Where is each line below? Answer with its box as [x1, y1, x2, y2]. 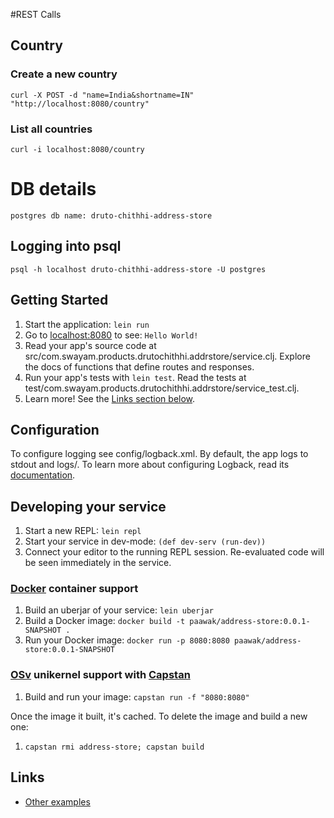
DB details [10, 178, 97, 201]
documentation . [10, 469, 76, 481]
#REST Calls [10, 9, 62, 20]
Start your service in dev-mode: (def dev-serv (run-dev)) [24, 535, 267, 548]
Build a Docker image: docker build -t [24, 615, 186, 627]
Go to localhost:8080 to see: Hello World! [24, 329, 199, 341]
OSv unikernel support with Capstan [10, 668, 191, 682]
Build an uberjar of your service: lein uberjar [24, 604, 214, 616]
